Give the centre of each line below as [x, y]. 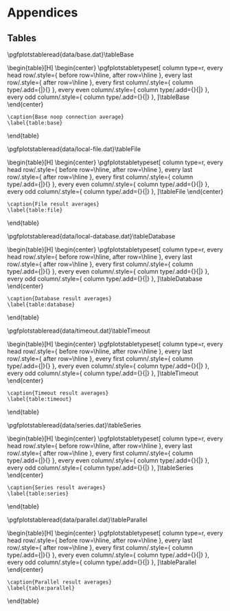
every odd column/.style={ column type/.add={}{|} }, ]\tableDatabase [105, 279]
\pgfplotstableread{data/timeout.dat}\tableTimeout [79, 331]
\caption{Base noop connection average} [66, 117]
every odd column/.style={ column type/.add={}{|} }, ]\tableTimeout [103, 373]
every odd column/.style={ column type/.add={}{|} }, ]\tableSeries [100, 468]
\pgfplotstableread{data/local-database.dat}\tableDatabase [91, 236]
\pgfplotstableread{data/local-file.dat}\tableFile [74, 149]
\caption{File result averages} [53, 204]
